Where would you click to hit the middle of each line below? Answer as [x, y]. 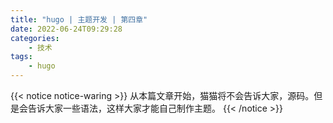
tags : [21, 57]
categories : [35, 38]
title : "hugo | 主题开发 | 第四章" [79, 19]
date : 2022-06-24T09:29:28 [66, 29]
